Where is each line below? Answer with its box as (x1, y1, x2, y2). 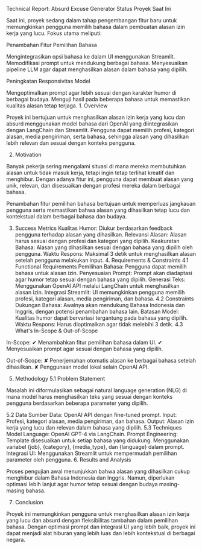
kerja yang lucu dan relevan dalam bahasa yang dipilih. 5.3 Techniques (6, 424, 182, 431)
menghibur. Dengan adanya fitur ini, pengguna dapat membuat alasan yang (6, 176, 194, 183)
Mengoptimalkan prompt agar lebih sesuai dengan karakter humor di (6, 89, 177, 96)
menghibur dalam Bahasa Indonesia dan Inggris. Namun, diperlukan (6, 474, 175, 481)
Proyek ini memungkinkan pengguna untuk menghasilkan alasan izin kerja (6, 510, 190, 518)
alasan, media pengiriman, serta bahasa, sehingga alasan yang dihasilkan (6, 133, 189, 140)
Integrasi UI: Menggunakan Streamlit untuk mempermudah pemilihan (6, 449, 177, 457)
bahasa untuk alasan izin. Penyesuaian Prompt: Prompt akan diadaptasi (14, 270, 193, 276)
